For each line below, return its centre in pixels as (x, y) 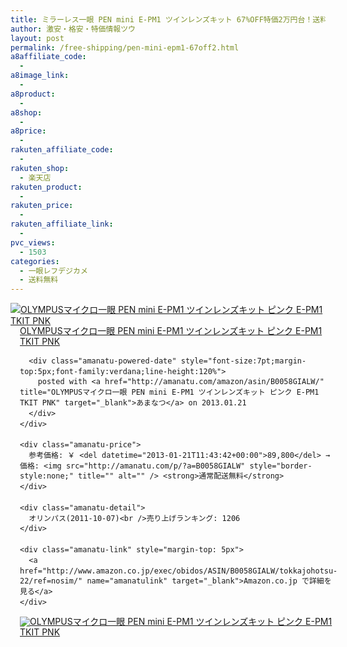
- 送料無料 (39, 280)
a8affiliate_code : (48, 57)
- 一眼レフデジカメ (53, 271)
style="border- (281, 466)
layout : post (37, 38)
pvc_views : (33, 242)
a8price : (28, 131)
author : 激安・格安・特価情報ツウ (73, 29)
